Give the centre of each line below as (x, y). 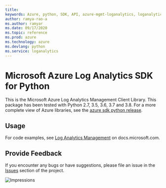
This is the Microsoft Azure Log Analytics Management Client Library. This (81, 100)
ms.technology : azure (27, 42)
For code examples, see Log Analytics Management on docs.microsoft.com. (83, 138)
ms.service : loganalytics (32, 51)
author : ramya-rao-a (26, 19)
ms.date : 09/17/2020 (26, 28)
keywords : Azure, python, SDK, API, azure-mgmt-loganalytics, (70, 14)
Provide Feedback (34, 153)
